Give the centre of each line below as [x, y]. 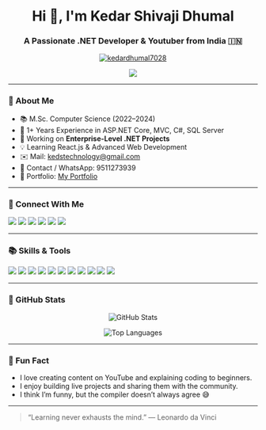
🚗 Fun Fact [29, 360]
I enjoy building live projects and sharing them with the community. [129, 386]
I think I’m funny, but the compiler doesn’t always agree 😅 [114, 394]
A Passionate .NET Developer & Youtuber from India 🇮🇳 [133, 41]
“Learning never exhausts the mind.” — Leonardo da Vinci [122, 417]
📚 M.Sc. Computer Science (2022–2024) [87, 119]
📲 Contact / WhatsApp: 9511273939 [78, 167]
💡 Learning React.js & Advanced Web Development [103, 147]
